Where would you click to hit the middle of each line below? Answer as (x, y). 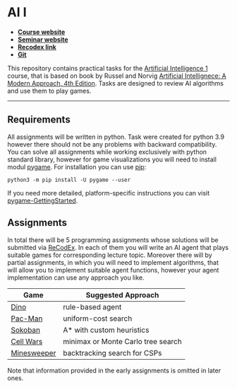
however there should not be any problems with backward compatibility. (112, 144)
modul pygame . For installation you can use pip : (77, 166)
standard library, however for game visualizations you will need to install (112, 159)
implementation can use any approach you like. (76, 278)
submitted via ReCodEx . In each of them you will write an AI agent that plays (118, 247)
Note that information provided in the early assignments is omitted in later (114, 370)
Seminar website (43, 39)
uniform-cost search (98, 318)
